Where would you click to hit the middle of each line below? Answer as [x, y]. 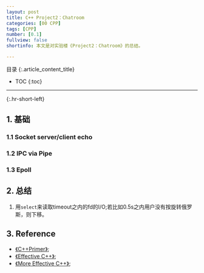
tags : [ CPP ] [21, 29]
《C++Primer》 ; [32, 249]
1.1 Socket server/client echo [49, 137]
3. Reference [31, 234]
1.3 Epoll [19, 170]
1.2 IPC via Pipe [29, 154]
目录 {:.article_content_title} [40, 69]
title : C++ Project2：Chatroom [46, 18]
